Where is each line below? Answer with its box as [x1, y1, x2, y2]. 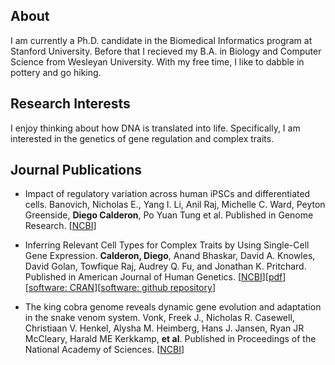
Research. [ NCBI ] [24, 220, 97, 232]
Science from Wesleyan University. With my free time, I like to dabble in [10, 55, 305, 68]
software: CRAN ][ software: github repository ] [28, 282, 216, 294]
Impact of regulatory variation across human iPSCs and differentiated [24, 188, 311, 200]
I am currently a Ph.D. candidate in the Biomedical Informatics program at [10, 34, 313, 46]
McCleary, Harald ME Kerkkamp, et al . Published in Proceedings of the [24, 333, 317, 345]
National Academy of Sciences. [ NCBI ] [24, 344, 185, 356]
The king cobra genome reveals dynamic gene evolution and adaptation [24, 301, 322, 313]
